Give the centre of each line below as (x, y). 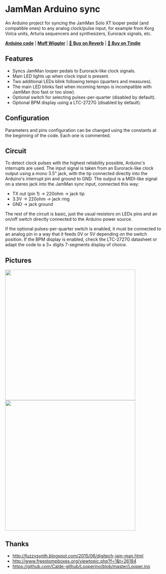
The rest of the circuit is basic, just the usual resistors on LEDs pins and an (81, 214)
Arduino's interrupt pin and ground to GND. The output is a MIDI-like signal (81, 179)
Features (19, 59)
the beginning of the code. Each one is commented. (58, 135)
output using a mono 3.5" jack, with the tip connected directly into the (76, 174)
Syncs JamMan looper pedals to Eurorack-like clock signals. (74, 71)
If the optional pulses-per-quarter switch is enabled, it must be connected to (83, 229)
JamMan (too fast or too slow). (44, 92)
